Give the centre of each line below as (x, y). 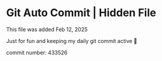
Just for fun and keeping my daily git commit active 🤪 (72, 41)
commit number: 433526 (37, 52)
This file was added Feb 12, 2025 (47, 29)
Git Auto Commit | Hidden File (81, 13)
